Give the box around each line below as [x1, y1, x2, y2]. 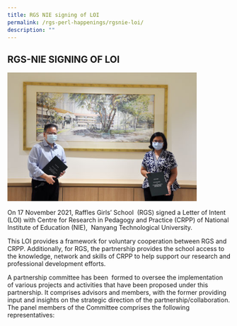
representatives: [7, 310, 55, 319]
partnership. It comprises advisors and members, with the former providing [7, 288, 226, 296]
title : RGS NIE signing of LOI [7, 11, 100, 18]
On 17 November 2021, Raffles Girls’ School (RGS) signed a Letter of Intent [7, 208, 226, 216]
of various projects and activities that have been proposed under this [7, 280, 209, 289]
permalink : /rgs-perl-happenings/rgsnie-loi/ [7, 18, 144, 26]
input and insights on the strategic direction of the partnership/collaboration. [7, 296, 230, 304]
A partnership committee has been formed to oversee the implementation [7, 273, 224, 281]
